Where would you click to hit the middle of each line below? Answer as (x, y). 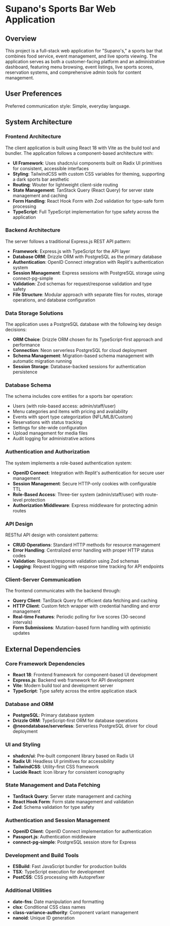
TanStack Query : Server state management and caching (72, 796)
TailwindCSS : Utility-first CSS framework (56, 767)
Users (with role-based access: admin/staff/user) (64, 406)
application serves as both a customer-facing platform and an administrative (85, 61)
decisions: (16, 330)
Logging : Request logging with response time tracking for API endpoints (88, 566)
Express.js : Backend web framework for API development (73, 680)
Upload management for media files (50, 433)
